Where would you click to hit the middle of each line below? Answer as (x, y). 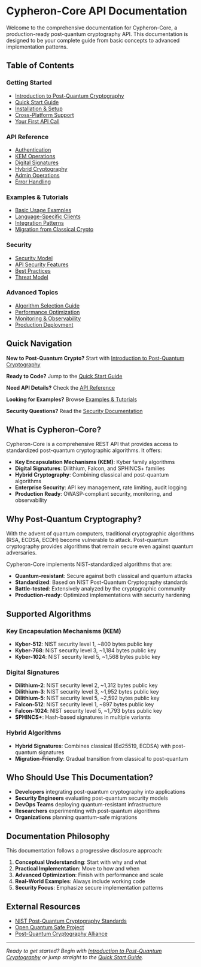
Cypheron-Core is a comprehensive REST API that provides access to (92, 444)
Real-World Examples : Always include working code (80, 881)
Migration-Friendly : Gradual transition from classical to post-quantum (101, 758)
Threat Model (31, 277)
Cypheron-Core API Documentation (97, 11)
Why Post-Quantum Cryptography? (74, 519)
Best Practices (33, 270)
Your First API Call (37, 121)
